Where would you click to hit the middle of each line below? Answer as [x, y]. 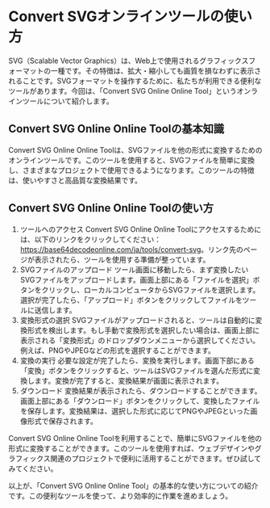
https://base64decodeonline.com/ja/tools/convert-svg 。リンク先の [132, 249]
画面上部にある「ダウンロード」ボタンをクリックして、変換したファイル [140, 401]
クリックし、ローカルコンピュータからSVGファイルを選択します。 [151, 290]
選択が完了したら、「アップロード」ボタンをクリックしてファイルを [131, 300]
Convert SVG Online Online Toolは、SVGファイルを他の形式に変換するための [135, 149]
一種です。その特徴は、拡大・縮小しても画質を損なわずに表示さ [156, 70]
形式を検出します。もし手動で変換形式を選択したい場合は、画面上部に [143, 330]
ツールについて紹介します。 [68, 101]
